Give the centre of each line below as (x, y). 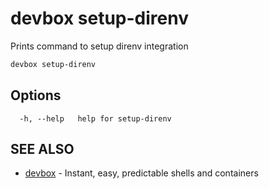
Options (36, 95)
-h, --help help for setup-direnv (95, 118)
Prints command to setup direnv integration (99, 46)
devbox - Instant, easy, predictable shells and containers (141, 173)
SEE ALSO (42, 149)
